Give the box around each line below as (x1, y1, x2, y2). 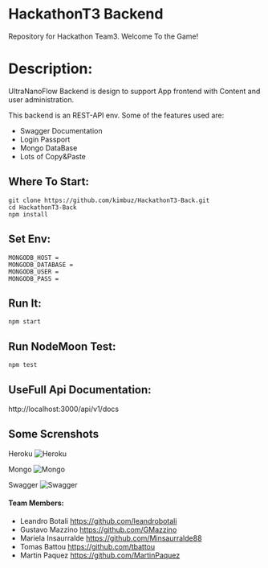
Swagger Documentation (19, 126, 103, 135)
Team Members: (8, 498, 64, 508)
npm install (8, 210, 48, 218)
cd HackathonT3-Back (8, 203, 78, 212)
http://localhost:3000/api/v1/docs (8, 404, 120, 414)
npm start (8, 318, 42, 326)
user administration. (8, 94, 75, 105)
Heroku (8, 448, 33, 459)
